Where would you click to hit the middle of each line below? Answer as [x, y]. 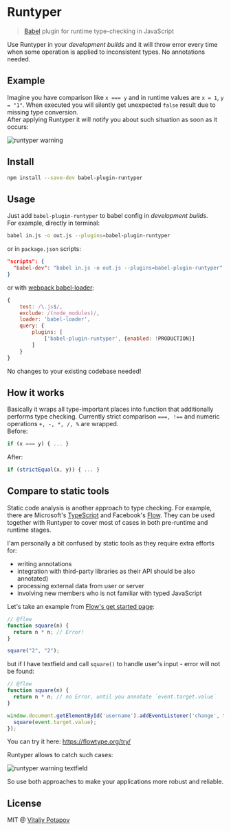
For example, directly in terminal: [53, 223]
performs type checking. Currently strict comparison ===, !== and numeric [113, 417]
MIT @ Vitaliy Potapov [38, 820]
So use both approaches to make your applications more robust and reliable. [115, 782]
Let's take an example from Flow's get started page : [81, 606]
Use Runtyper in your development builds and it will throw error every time [112, 44]
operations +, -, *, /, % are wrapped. [63, 424]
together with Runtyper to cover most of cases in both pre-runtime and [108, 522]
